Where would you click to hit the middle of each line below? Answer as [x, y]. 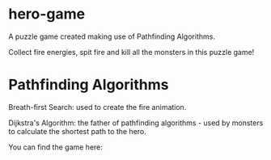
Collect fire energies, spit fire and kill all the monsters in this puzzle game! [131, 52]
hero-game [47, 14]
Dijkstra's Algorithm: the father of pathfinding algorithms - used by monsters [136, 123]
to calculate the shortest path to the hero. [78, 131]
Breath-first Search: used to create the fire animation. [97, 107]
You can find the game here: [56, 147]
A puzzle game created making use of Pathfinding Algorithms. [112, 36]
